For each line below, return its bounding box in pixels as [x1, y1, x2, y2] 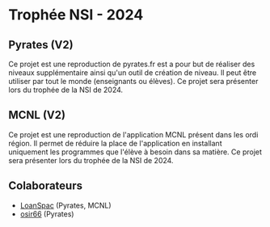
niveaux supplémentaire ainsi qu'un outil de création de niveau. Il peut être [8, 68, 257, 78]
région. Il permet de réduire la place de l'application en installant [8, 138, 222, 148]
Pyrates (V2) [8, 38, 74, 52]
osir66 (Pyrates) [19, 208, 74, 219]
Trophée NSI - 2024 [8, 6, 144, 24]
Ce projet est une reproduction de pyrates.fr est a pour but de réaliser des [8, 59, 255, 69]
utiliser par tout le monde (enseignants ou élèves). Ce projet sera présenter [8, 77, 259, 86]
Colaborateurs [8, 179, 83, 193]
